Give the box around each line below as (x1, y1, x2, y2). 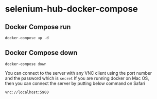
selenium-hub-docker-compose (5, 3, 138, 15)
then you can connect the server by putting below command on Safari (5, 80, 145, 86)
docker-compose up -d (5, 35, 49, 40)
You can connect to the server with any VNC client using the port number (5, 70, 152, 76)
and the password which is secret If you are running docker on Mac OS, (5, 75, 149, 81)
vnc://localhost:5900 (5, 90, 49, 95)
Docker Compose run (5, 23, 71, 31)
